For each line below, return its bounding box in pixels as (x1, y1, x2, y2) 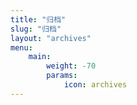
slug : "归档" (10, 24, 62, 34)
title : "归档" (10, 14, 67, 25)
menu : (10, 42, 33, 53)
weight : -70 (46, 61, 97, 71)
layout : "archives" (10, 33, 92, 43)
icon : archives (63, 80, 128, 90)
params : (46, 71, 78, 81)
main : (28, 52, 52, 62)
